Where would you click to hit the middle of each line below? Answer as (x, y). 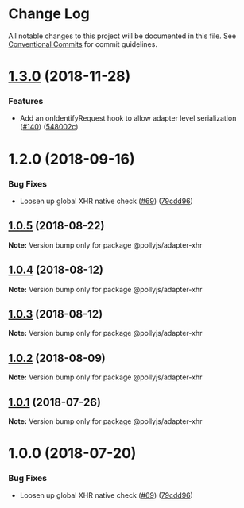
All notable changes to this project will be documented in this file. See (122, 36)
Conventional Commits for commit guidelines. (83, 44)
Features (26, 102)
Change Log (49, 14)
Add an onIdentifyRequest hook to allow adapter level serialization (128, 118)
